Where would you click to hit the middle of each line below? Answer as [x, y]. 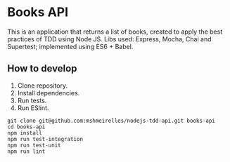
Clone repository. [43, 86]
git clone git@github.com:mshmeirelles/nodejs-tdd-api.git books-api [111, 121]
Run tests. [32, 100]
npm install [25, 133]
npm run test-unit [34, 145]
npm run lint [26, 151]
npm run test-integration [45, 139]
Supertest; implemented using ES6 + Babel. [70, 46]
